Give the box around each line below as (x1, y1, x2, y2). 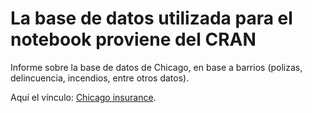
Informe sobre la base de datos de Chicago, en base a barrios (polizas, (10, 61, 303, 73)
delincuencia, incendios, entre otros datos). (10, 72, 190, 84)
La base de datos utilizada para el (10, 7, 293, 30)
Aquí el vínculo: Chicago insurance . (10, 91, 157, 103)
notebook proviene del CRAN (10, 28, 257, 51)
